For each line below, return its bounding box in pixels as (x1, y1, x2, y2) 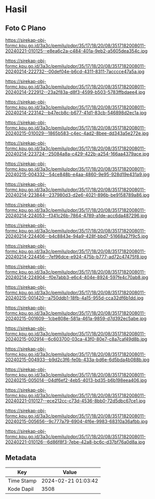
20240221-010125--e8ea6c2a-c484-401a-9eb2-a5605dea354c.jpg (5, 48, 148, 54)
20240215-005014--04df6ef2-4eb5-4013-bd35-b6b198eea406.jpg (5, 377, 147, 383)
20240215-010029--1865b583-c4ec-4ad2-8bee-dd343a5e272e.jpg (5, 130, 149, 136)
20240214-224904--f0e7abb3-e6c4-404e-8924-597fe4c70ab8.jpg (5, 275, 148, 280)
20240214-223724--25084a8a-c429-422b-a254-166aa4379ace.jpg (5, 151, 149, 157)
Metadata (5, 453, 36, 462)
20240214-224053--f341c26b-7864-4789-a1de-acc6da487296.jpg (5, 213, 147, 218)
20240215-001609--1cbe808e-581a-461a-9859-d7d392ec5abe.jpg (5, 316, 147, 321)
